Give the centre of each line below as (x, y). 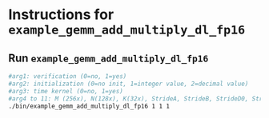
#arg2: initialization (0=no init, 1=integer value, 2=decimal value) (128, 84)
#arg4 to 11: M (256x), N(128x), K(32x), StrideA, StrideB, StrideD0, (128, 98)
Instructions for (61, 15)
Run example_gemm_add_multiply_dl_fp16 (108, 58)
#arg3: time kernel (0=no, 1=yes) (66, 91)
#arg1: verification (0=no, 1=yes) (68, 77)
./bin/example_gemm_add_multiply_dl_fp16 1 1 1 (89, 106)
